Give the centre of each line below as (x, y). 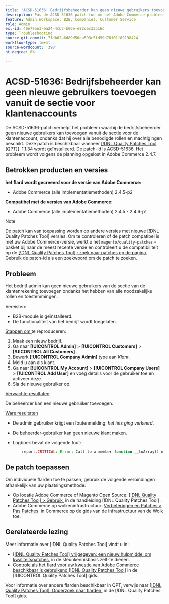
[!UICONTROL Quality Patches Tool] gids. (55, 575)
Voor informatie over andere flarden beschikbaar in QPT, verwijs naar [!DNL (83, 585)
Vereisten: (16, 307)
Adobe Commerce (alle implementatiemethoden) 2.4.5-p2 (73, 192)
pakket (12, 247)
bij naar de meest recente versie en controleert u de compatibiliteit (89, 247)
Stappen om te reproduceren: (36, 331)
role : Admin (18, 24)
